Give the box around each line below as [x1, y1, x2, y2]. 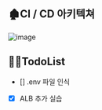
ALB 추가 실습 [19, 93, 63, 103]
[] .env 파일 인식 [19, 77, 71, 86]
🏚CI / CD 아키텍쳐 [8, 7, 96, 21]
